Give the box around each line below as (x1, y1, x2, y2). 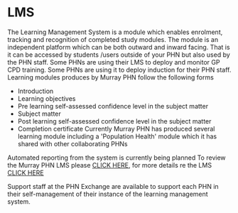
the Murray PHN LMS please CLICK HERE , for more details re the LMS (7, 160, 212, 169)
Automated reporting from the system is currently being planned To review (7, 153, 226, 162)
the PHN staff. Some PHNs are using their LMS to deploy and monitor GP (7, 58, 220, 66)
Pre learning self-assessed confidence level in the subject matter (17, 102, 208, 110)
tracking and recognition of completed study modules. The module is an (7, 35, 219, 43)
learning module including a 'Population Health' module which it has (17, 132, 217, 141)
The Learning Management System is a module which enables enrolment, (7, 28, 223, 36)
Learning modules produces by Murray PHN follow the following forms (7, 72, 215, 82)
